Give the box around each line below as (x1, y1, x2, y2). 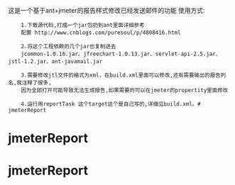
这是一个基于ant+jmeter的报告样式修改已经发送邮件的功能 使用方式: (8, 6, 205, 14)
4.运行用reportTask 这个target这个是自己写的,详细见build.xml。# (21, 101, 201, 108)
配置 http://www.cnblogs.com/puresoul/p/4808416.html (21, 29, 181, 36)
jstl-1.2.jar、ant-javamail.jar (8, 58, 103, 65)
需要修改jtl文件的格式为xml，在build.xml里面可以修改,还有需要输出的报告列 (26, 72, 226, 79)
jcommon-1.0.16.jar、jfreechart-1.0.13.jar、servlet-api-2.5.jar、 (21, 50, 222, 57)
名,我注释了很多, (8, 79, 52, 86)
